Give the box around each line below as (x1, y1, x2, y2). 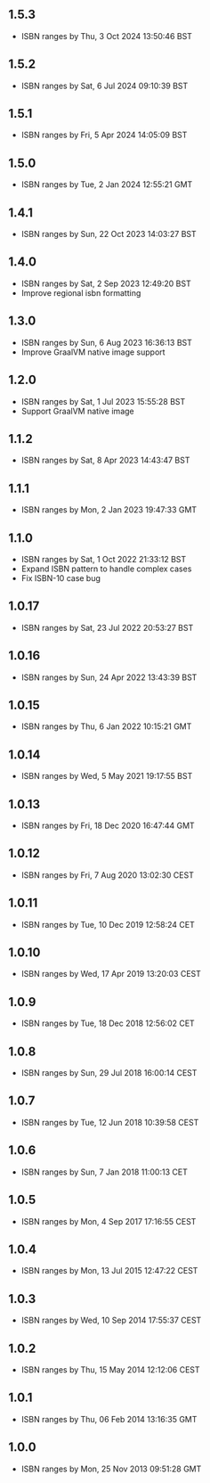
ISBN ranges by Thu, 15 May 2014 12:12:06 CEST (20, 1364, 200, 1375)
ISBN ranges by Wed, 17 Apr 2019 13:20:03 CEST (20, 969, 202, 979)
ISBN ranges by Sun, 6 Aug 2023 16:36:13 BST (20, 337, 193, 348)
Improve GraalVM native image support (20, 347, 166, 357)
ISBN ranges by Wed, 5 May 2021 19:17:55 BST (20, 771, 193, 782)
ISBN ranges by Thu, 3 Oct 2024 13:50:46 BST (20, 30, 193, 41)
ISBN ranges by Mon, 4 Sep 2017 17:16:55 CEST (20, 1216, 197, 1226)
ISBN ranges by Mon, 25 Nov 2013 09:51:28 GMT (20, 1463, 202, 1474)
